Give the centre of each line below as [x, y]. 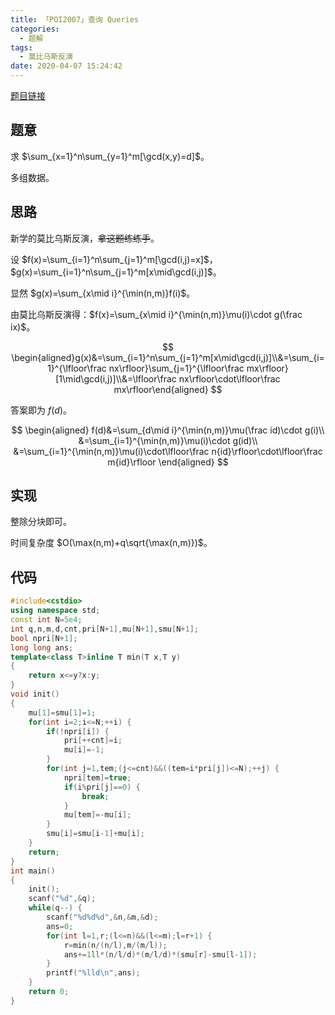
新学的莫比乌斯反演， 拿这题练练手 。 [85, 238]
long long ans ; [42, 647]
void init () [35, 694]
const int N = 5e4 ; [46, 620]
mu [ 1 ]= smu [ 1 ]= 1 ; [62, 712]
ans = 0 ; [60, 926]
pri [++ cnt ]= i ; [93, 741]
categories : [35, 29]
